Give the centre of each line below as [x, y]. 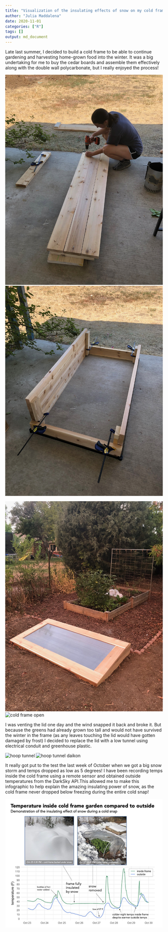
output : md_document [27, 37]
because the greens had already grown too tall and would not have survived [83, 730]
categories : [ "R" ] [24, 27]
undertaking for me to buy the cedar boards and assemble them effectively [82, 62]
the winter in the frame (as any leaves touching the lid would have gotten [80, 735]
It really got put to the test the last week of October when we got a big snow [83, 765]
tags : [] [14, 32]
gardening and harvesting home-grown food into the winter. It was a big [79, 57]
